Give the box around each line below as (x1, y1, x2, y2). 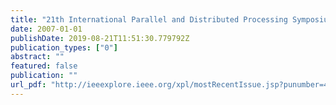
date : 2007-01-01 (10, 24, 83, 34)
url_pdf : (10, 80, 47, 90)
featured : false (10, 61, 78, 71)
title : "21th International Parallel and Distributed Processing (10, 14, 288, 25)
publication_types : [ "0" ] (10, 42, 118, 53)
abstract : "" (10, 52, 65, 62)
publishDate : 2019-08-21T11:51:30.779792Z (10, 33, 190, 43)
